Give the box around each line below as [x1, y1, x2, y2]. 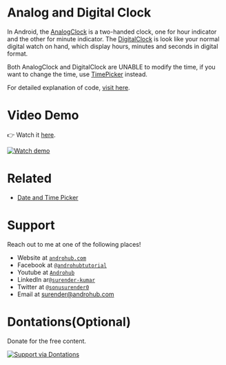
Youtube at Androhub [17, 268, 75, 276]
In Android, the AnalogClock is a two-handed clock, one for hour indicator [7, 27, 217, 36]
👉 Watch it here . [7, 131, 56, 139]
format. [7, 49, 28, 58]
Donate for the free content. [7, 337, 87, 345]
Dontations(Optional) [7, 314, 131, 329]
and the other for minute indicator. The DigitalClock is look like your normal [7, 34, 220, 43]
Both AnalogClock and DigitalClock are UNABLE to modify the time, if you [7, 63, 216, 71]
